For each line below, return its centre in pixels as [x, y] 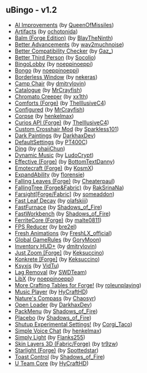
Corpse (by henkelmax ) [44, 116]
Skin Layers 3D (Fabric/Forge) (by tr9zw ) [66, 344]
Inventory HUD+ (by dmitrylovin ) [56, 246]
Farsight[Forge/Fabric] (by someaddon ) [64, 194]
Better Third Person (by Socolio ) [55, 57]
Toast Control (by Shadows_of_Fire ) [60, 356]
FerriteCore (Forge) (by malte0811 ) [58, 220]
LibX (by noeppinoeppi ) [44, 279]
